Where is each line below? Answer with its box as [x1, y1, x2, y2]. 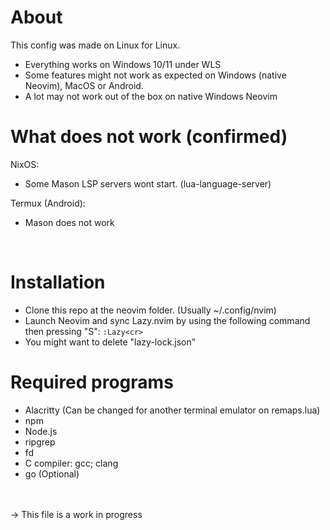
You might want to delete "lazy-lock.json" [24, 336, 197, 348]
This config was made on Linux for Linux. [10, 39, 181, 51]
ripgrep [24, 436, 56, 448]
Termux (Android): [10, 197, 86, 209]
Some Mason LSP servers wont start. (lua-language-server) [24, 177, 272, 190]
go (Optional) [24, 467, 80, 480]
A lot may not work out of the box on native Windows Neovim [24, 90, 278, 102]
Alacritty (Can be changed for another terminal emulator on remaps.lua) [24, 404, 321, 416]
